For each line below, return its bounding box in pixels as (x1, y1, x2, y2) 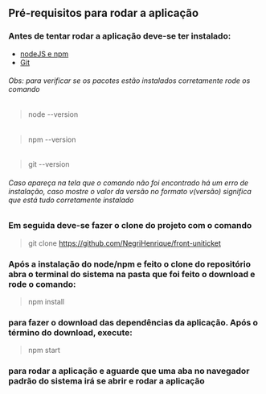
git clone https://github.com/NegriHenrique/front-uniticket (27, 238, 221, 248)
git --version (27, 160, 70, 169)
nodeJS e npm (19, 48, 69, 59)
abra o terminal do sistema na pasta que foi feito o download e (8, 268, 256, 280)
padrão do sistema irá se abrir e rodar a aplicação (8, 375, 205, 387)
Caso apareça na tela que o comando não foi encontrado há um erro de (8, 177, 249, 188)
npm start (27, 346, 60, 355)
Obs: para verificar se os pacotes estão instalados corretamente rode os (8, 76, 251, 85)
